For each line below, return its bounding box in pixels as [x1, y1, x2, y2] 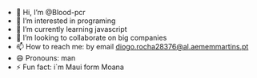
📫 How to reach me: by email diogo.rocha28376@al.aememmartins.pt [15, 42, 249, 51]
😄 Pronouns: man [15, 53, 76, 63]
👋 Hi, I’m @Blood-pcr [15, 8, 86, 17]
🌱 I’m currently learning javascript [15, 25, 127, 33]
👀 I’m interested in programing [15, 16, 116, 25]
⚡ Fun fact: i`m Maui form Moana [15, 62, 124, 72]
